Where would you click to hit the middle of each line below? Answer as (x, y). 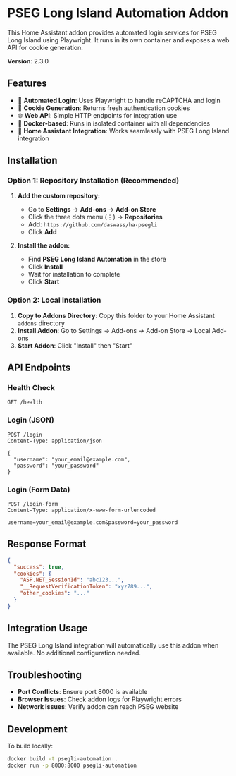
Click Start (44, 282)
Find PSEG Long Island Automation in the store (97, 260)
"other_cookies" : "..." (55, 593)
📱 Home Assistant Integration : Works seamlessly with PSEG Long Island (123, 131)
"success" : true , (39, 567)
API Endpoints (39, 368)
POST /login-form (33, 504)
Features (27, 84)
